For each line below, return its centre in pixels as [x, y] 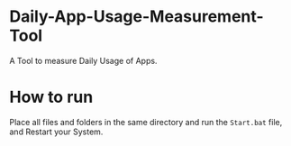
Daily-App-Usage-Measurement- [136, 17]
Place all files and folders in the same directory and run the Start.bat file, [146, 122]
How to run [51, 97]
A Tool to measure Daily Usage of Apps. [83, 60]
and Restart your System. [56, 132]
